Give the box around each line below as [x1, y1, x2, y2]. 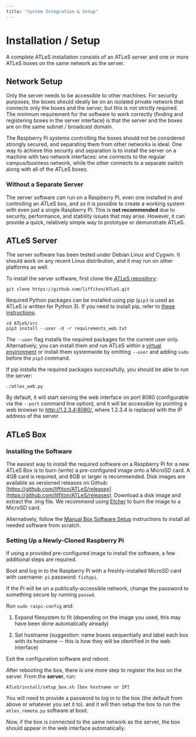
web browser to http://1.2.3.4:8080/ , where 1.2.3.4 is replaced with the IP [6, 406, 183, 414]
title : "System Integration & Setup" [6, 8, 99, 15]
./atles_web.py [6, 384, 43, 390]
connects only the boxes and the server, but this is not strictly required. [6, 104, 178, 111]
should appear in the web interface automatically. [6, 725, 126, 732]
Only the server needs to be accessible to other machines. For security [6, 92, 178, 99]
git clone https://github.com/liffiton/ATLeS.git [6, 286, 130, 292]
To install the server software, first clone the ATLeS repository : [6, 275, 157, 282]
